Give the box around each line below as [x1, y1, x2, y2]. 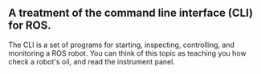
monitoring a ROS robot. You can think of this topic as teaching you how [8, 48, 247, 58]
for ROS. [8, 19, 52, 33]
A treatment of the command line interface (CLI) [8, 6, 254, 20]
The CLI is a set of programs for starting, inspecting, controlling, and [8, 40, 235, 49]
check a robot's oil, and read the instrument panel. [8, 56, 175, 66]
